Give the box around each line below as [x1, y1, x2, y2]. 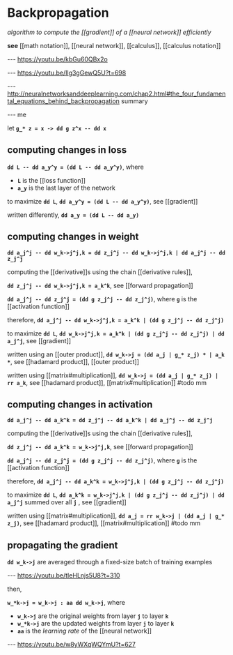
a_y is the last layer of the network [17, 183, 116, 192]
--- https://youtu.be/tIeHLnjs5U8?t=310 [7, 571, 120, 580]
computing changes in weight [7, 231, 139, 243]
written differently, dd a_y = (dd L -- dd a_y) [7, 211, 139, 219]
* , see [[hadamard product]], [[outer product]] [7, 357, 140, 366]
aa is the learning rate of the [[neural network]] [17, 626, 152, 635]
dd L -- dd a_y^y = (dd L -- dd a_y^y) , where [7, 163, 144, 171]
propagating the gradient [7, 539, 118, 551]
